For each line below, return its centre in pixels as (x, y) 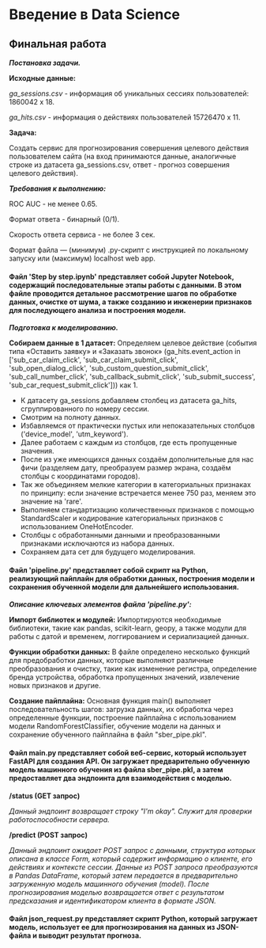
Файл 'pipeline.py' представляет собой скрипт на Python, (109, 570)
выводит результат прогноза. (90, 935)
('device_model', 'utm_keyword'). (74, 434)
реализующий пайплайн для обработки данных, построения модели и (132, 578)
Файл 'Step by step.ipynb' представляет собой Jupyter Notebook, (122, 276)
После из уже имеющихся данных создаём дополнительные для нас (137, 459)
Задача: (23, 133)
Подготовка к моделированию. (64, 328)
